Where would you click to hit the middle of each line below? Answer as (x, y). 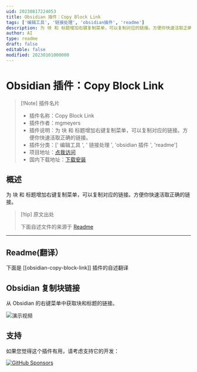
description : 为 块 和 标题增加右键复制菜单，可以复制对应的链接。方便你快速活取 (95, 28)
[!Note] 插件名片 (40, 103)
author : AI (19, 33)
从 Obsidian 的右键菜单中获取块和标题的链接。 (62, 303)
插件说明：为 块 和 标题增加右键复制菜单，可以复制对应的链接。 (106, 130)
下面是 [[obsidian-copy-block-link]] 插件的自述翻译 (67, 268)
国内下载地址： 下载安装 (57, 159)
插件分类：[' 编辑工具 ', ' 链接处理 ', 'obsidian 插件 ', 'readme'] (103, 144)
